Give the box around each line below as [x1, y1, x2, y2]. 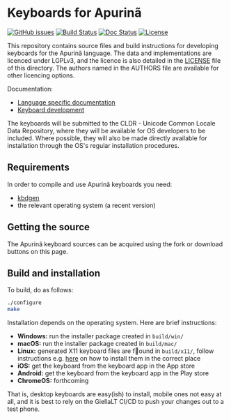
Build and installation [7, 267, 101, 279]
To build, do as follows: [7, 286, 74, 294]
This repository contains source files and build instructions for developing [7, 41, 219, 50]
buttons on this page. [7, 247, 68, 255]
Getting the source [7, 221, 90, 233]
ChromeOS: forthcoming [17, 377, 89, 385]
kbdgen [17, 193, 40, 202]
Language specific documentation [17, 98, 116, 106]
